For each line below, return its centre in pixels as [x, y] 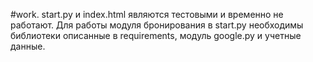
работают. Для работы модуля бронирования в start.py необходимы [157, 25]
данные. [28, 46]
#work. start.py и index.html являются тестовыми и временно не [147, 14]
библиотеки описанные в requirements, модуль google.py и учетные [156, 35]
